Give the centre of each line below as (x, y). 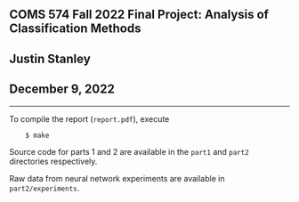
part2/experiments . (44, 188)
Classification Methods (75, 29)
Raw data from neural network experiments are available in (117, 179)
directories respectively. (53, 162)
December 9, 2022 (62, 89)
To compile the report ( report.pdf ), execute (89, 118)
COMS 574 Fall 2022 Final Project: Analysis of (139, 15)
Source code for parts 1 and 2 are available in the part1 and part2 (129, 152)
